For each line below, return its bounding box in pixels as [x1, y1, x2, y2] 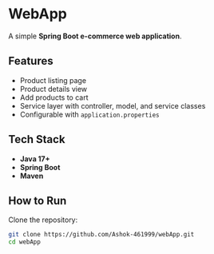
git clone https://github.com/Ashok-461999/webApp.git [8, 231, 195, 239]
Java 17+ [19, 153, 50, 164]
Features [8, 54, 53, 68]
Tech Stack [8, 133, 65, 146]
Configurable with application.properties [19, 109, 160, 119]
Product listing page [19, 75, 86, 85]
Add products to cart [19, 93, 89, 102]
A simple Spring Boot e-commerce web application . [8, 31, 182, 41]
